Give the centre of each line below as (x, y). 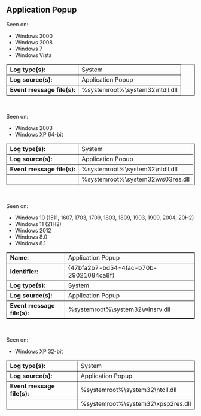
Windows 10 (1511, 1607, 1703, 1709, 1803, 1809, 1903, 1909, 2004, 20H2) (104, 218)
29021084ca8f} (91, 275)
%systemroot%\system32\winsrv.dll (119, 309)
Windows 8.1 (30, 243)
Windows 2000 (33, 36)
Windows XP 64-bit (39, 134)
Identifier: (24, 271)
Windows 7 (29, 49)
